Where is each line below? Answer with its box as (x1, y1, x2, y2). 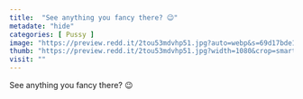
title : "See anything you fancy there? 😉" (9, 13, 179, 22)
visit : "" (9, 55, 47, 64)
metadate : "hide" (9, 22, 75, 31)
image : (9, 38, 34, 48)
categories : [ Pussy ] (9, 30, 95, 39)
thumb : (9, 47, 34, 56)
